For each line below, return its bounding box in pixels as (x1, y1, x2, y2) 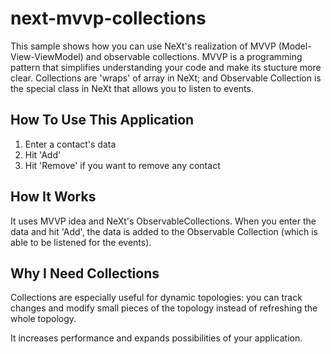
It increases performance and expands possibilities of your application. (10, 332, 303, 344)
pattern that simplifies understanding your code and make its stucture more (10, 61, 322, 73)
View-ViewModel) (10, 50, 84, 62)
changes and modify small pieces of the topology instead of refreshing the (10, 302, 318, 314)
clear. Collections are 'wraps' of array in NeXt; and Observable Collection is (10, 72, 322, 84)
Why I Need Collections (10, 265, 160, 282)
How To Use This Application (10, 112, 195, 129)
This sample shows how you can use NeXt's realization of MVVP (10, 40, 277, 52)
